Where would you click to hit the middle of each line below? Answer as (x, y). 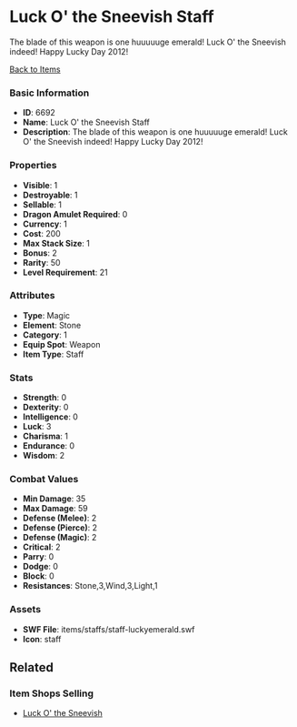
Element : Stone (52, 325)
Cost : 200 (41, 233)
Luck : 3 (37, 427)
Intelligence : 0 (50, 417)
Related (32, 667)
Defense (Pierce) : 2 (60, 528)
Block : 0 (38, 576)
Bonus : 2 (40, 253)
